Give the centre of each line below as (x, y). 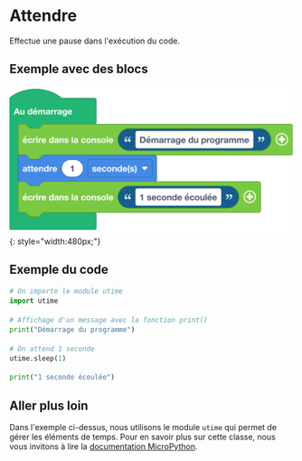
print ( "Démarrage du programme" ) (72, 329)
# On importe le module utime (66, 292)
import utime (34, 301)
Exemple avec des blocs (79, 69)
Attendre (43, 16)
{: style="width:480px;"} (55, 241)
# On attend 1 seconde (52, 349)
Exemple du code (59, 269)
